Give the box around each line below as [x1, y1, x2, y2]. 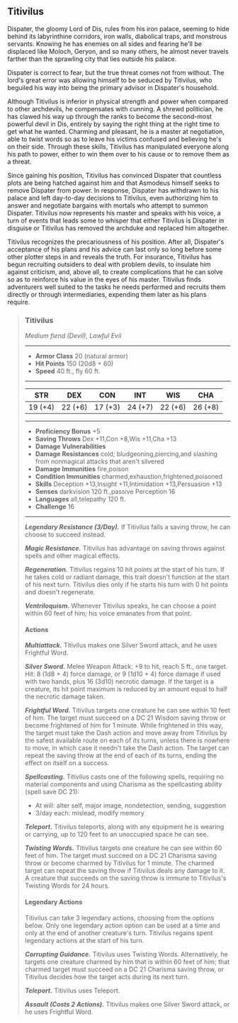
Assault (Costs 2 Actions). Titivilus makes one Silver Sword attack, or [24, 1000, 230, 1008]
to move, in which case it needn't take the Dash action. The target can [24, 744, 229, 752]
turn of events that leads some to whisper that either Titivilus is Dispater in [7, 216, 225, 225]
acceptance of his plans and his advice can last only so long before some [7, 244, 222, 254]
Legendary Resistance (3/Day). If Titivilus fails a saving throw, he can [24, 523, 231, 531]
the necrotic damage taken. [24, 692, 106, 701]
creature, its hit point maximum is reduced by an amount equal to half [24, 685, 228, 694]
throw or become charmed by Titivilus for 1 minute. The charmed [24, 859, 215, 867]
